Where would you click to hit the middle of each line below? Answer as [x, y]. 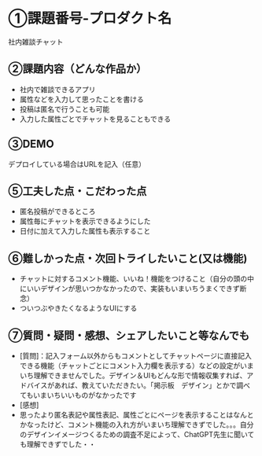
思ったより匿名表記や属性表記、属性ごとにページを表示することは [126, 415]
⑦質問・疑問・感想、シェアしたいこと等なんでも [129, 335]
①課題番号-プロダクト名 [90, 18]
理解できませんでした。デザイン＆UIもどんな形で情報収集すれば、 [140, 375]
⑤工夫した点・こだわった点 [77, 191]
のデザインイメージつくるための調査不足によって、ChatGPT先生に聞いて [137, 434]
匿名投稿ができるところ [57, 211]
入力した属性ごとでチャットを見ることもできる [95, 119]
